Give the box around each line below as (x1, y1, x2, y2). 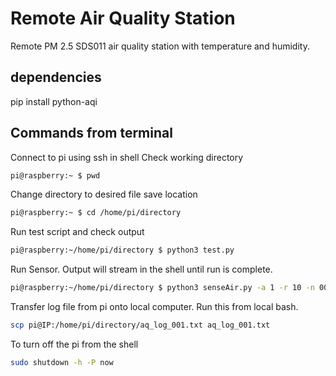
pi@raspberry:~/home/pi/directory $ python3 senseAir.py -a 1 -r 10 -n (10, 283, 315, 293)
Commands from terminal (10, 125, 173, 142)
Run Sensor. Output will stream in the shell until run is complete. (10, 263, 273, 276)
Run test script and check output (10, 226, 145, 238)
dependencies (10, 69, 102, 86)
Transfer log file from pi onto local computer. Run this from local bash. (10, 301, 299, 313)
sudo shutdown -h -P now (10, 357, 114, 367)
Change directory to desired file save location (10, 188, 198, 201)
